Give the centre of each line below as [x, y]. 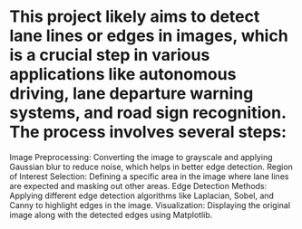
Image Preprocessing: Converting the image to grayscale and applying [141, 157]
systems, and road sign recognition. [148, 113]
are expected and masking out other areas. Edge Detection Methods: [138, 186]
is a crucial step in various [110, 55]
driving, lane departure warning [132, 94]
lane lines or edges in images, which [149, 36]
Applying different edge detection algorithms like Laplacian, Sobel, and [142, 196]
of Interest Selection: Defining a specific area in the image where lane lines [149, 176]
